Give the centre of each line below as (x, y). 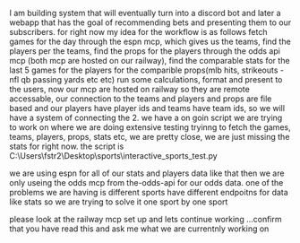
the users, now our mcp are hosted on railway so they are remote (130, 89)
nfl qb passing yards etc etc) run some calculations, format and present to (146, 79)
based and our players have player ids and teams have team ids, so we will (147, 108)
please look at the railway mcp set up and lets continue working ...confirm (146, 219)
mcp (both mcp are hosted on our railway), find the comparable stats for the (150, 61)
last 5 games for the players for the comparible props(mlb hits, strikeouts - (147, 70)
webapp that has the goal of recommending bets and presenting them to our (150, 22)
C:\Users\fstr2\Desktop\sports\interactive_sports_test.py (113, 156)
